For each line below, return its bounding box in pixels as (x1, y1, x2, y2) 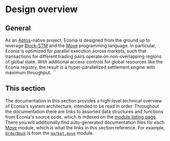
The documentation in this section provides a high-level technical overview (5, 97, 162, 103)
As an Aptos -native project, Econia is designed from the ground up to (5, 37, 151, 43)
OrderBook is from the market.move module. (5, 130, 94, 136)
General (5, 24, 31, 32)
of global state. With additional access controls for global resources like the (5, 59, 163, 64)
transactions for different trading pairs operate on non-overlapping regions (5, 53, 162, 59)
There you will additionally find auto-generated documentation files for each (5, 119, 165, 125)
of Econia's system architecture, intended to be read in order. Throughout (5, 103, 159, 109)
